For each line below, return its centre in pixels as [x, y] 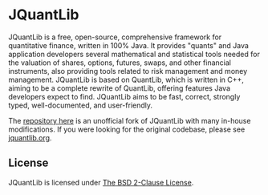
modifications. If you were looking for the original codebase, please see [127, 129]
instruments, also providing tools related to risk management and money [128, 71]
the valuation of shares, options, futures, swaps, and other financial [120, 63]
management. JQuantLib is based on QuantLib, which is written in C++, [126, 79]
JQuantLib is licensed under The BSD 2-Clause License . [101, 182]
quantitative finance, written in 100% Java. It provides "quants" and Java [128, 45]
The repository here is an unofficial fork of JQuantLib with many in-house [130, 120]
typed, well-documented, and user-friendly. [81, 105]
